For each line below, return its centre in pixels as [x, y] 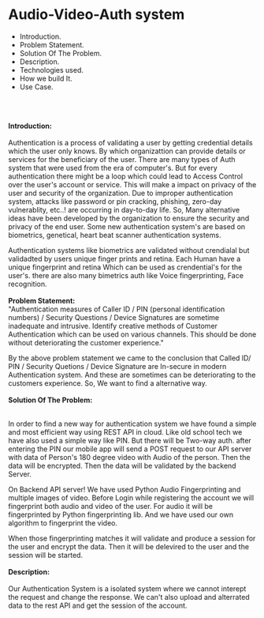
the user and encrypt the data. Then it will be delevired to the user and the [129, 546]
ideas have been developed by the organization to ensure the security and [129, 218]
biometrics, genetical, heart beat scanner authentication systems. [115, 235]
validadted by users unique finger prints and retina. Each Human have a [125, 258]
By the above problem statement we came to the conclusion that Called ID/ [130, 358]
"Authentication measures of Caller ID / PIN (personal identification [117, 309]
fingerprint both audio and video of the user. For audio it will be [111, 506]
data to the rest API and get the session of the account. [98, 605]
